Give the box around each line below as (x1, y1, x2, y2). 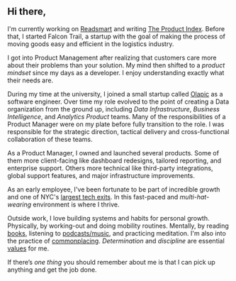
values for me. (7, 244, 50, 253)
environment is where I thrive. (33, 200, 120, 209)
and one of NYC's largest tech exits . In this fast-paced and (7, 192, 179, 201)
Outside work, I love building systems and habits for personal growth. (7, 214, 210, 222)
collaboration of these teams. (7, 135, 94, 143)
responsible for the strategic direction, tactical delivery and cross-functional (7, 127, 230, 136)
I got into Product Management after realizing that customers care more (7, 53, 218, 62)
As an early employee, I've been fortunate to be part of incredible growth (7, 184, 220, 194)
